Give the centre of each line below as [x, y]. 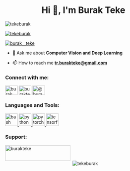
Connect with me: [27, 78]
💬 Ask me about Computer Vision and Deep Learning [67, 53]
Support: [16, 137]
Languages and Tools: [32, 105]
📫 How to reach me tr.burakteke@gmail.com [60, 63]
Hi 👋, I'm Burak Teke [83, 10]
